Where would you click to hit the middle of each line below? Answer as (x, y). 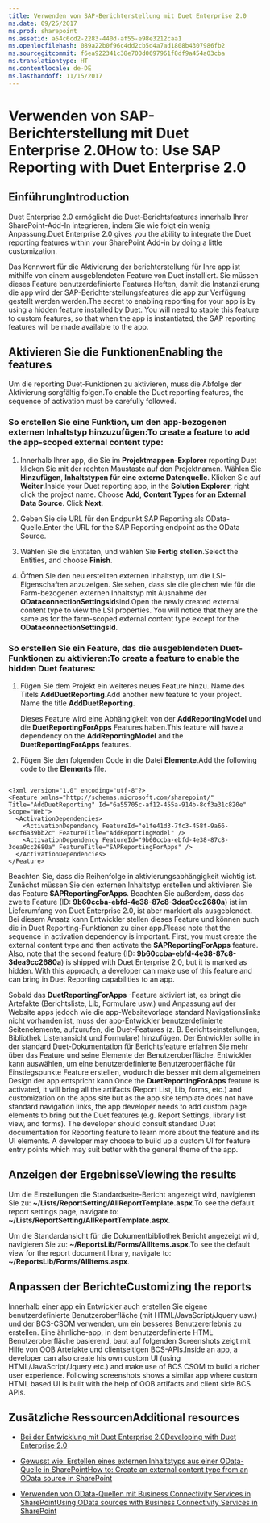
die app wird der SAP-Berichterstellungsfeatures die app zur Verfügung (127, 292)
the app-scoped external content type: (86, 443)
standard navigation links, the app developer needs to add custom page (128, 1107)
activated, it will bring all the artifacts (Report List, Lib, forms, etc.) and (125, 1090)
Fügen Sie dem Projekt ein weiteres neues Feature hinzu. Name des (132, 686)
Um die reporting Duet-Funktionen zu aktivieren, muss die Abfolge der (125, 384)
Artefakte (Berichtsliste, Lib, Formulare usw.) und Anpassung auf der (122, 1003)
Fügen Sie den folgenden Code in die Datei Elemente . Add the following (138, 760)
